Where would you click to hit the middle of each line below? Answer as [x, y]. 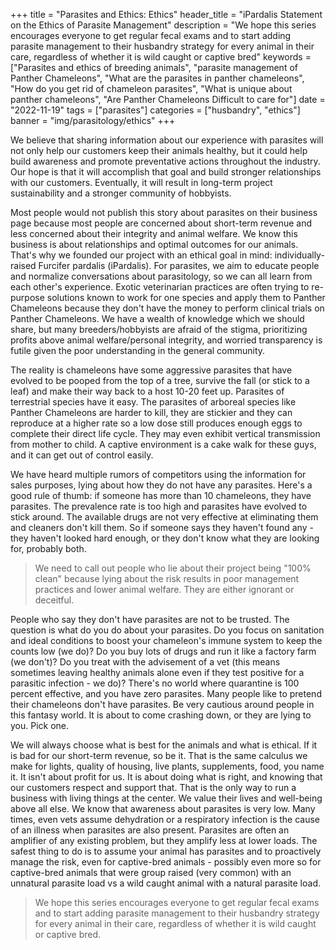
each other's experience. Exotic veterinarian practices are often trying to [160, 287]
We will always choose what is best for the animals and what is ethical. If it [164, 745]
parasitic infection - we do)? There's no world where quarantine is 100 [155, 683]
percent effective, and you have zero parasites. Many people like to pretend [166, 693]
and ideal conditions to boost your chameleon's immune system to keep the [166, 640]
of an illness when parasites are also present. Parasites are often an [150, 830]
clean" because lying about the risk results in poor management [167, 578]
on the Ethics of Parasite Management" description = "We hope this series [163, 25]
